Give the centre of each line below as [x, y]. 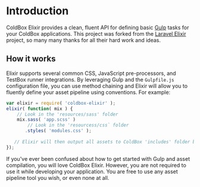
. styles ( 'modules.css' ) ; [58, 131]
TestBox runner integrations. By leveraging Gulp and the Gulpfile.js [90, 79]
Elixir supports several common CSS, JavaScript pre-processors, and [91, 73]
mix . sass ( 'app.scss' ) [46, 120]
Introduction [37, 11]
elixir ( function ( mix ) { [40, 108]
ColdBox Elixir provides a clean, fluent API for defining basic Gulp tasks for [98, 27]
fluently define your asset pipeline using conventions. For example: [88, 92]
